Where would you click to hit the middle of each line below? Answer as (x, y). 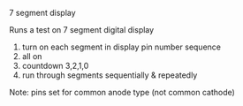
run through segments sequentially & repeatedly (110, 75)
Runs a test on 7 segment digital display (82, 30)
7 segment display (43, 13)
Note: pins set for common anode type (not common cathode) (122, 92)
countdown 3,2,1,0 (55, 66)
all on (32, 56)
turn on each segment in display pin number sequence (121, 47)
